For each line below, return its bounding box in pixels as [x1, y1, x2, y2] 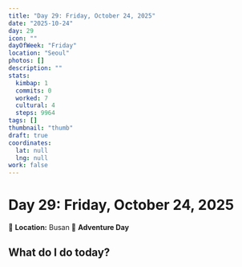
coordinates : [8, 138, 52, 147]
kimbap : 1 [15, 79, 48, 87]
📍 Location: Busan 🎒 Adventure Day [8, 223, 130, 232]
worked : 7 [15, 94, 48, 102]
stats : [8, 72, 30, 80]
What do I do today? [8, 246, 111, 260]
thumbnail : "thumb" [8, 124, 74, 132]
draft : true [8, 131, 48, 139]
